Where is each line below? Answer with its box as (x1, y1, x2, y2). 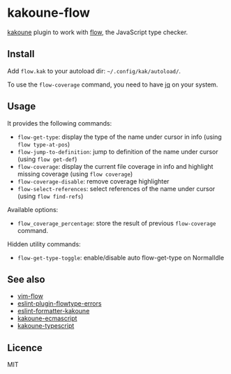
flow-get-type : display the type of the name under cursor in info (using (17, 133, 222, 141)
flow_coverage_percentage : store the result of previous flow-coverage (17, 218, 216, 227)
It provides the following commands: (7, 119, 112, 127)
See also (7, 274, 45, 285)
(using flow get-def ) (17, 155, 77, 163)
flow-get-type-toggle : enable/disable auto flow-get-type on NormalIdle (17, 253, 225, 262)
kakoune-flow (7, 5, 91, 21)
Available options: (7, 205, 59, 214)
